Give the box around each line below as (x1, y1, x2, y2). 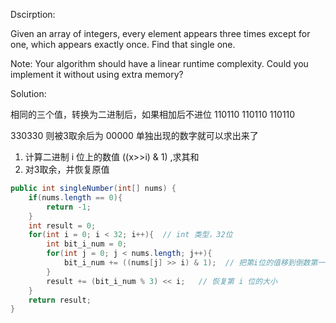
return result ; (28, 295, 92, 305)
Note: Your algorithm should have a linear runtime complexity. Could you (10, 58, 309, 69)
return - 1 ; (46, 202, 92, 212)
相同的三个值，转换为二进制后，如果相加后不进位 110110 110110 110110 (10, 109, 296, 120)
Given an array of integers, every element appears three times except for (10, 28, 311, 39)
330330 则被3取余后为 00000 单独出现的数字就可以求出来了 (10, 130, 259, 141)
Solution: (10, 88, 47, 99)
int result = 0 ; (28, 220, 97, 231)
